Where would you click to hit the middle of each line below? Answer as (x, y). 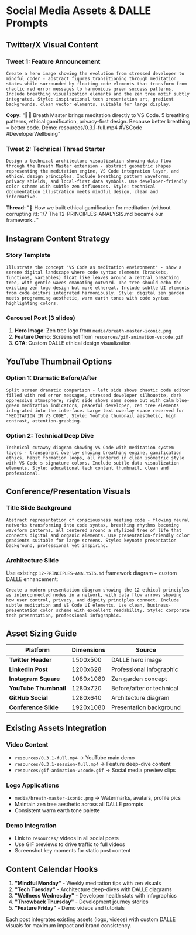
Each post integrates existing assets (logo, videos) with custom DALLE (91, 919)
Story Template (28, 255)
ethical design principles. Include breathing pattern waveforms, (89, 177)
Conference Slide (34, 707)
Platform (37, 649)
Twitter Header (30, 659)
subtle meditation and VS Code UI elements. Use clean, (75, 606)
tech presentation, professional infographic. (64, 616)
